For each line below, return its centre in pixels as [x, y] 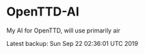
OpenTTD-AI [43, 12]
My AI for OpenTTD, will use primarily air [63, 30]
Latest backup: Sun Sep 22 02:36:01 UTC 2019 [72, 43]
